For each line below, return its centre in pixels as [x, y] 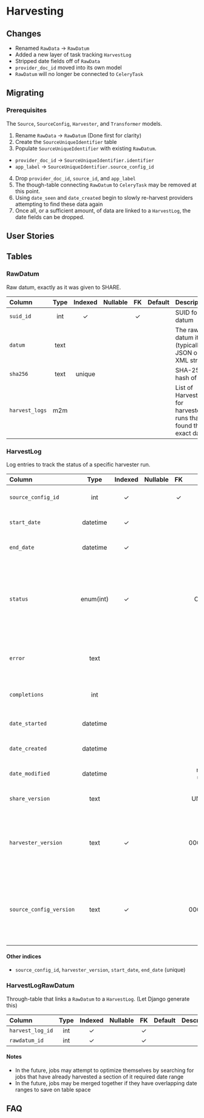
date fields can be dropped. [50, 217]
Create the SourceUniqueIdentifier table [66, 141]
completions [27, 695]
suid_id [20, 316]
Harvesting [35, 11]
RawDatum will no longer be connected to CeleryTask [79, 74]
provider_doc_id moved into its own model [68, 67]
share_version [30, 799]
